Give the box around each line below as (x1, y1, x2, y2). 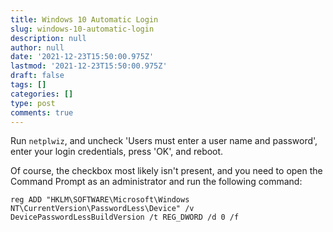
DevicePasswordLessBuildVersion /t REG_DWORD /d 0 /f (10, 212, 240, 223)
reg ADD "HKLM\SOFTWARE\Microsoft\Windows (10, 195, 190, 205)
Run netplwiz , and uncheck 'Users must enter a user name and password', (10, 135, 318, 147)
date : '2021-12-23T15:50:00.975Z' (10, 52, 155, 62)
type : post (10, 98, 56, 108)
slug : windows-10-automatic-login (10, 24, 155, 34)
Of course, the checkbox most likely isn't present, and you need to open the (10, 165, 323, 177)
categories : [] (10, 89, 74, 99)
